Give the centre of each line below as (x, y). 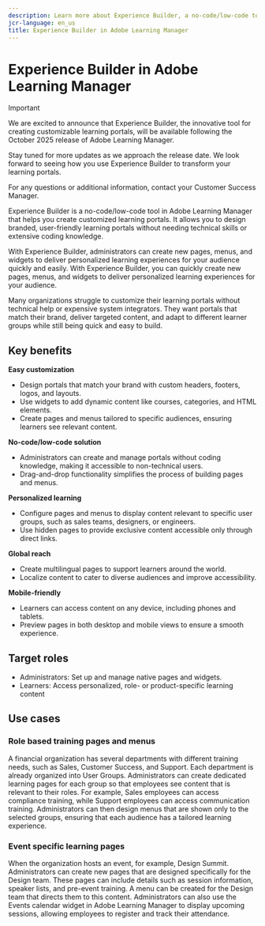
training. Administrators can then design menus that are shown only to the (129, 809)
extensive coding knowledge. (56, 236)
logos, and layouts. (50, 393)
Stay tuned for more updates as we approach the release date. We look (124, 156)
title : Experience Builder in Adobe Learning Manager (99, 30)
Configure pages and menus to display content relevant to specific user (136, 514)
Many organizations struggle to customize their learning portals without (124, 300)
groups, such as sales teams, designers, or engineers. (107, 521)
